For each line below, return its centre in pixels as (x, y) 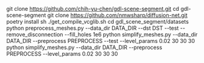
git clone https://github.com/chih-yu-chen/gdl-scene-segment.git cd (93, 9)
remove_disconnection (35, 35)
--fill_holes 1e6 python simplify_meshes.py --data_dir (131, 35)
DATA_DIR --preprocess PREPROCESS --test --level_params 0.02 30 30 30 (100, 41)
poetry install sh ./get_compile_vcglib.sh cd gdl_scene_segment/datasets (97, 22)
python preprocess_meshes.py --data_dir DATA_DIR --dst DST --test (93, 28)
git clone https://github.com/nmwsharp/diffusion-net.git (117, 15)
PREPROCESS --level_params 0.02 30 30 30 (62, 54)
